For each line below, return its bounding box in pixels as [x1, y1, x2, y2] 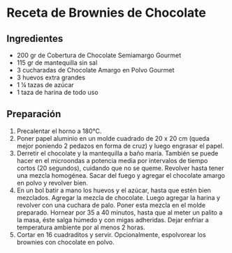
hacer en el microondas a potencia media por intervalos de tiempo [16, 156, 208, 164]
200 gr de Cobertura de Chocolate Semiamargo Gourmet [16, 51, 182, 59]
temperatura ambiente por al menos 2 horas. [16, 223, 146, 231]
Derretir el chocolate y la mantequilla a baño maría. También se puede [16, 148, 219, 158]
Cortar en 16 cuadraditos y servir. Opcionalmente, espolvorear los [16, 230, 207, 238]
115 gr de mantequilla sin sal [16, 59, 98, 67]
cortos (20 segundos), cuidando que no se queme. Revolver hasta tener [16, 164, 224, 172]
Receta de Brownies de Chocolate [6, 5, 207, 21]
